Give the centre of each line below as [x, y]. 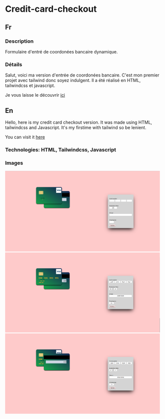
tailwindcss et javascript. [30, 86]
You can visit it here [25, 137]
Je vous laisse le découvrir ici [35, 95]
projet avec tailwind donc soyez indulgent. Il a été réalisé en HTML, [73, 80]
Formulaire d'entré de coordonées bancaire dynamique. [61, 52]
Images [14, 163]
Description [19, 41]
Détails [14, 64]
